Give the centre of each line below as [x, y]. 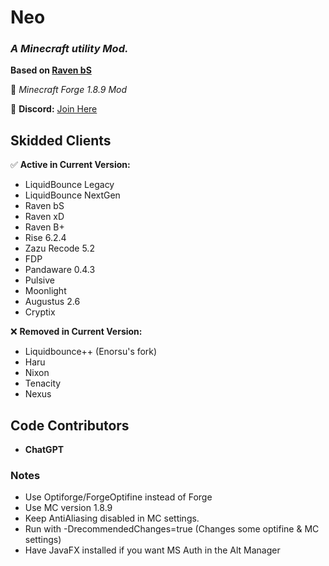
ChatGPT [44, 450]
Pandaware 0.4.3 [60, 270]
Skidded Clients [61, 140]
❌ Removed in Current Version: [76, 332]
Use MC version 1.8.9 [68, 508]
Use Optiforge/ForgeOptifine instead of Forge [118, 497]
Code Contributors [70, 425]
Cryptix [40, 312]
